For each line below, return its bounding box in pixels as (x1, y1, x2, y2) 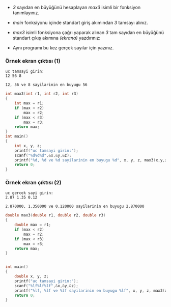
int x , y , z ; (14, 143, 42, 148)
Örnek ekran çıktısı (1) (5, 57, 61, 64)
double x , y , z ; (14, 274, 49, 279)
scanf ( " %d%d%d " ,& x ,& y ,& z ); (14, 153, 72, 158)
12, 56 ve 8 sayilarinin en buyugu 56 (5, 82, 88, 88)
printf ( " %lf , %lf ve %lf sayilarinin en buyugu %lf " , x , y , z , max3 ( (14, 288, 165, 293)
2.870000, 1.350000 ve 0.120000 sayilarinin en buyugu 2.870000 (5, 204, 145, 209)
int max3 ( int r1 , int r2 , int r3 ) (5, 91, 79, 96)
